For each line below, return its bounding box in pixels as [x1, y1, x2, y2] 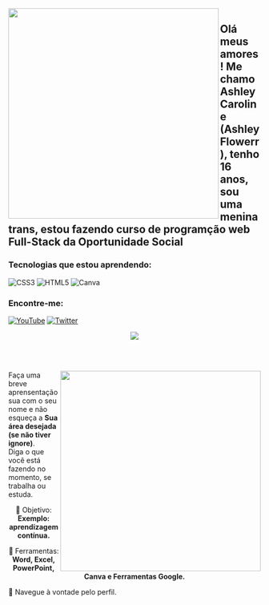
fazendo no [8, 464, 46, 474]
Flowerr [219, 135, 259, 149]
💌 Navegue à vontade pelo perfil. [8, 587, 117, 596]
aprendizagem [9, 522, 58, 531]
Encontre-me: [8, 297, 64, 309]
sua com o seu [8, 396, 58, 405]
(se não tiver [8, 430, 51, 439]
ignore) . [8, 438, 35, 448]
